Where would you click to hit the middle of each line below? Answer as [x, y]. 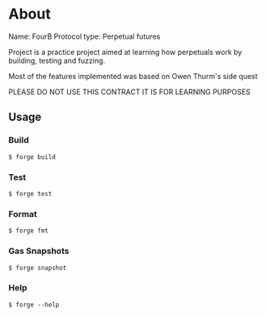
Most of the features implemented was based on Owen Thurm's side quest [133, 76]
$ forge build [32, 157]
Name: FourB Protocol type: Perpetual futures [84, 36]
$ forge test [30, 194]
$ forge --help [34, 304]
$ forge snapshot [38, 268]
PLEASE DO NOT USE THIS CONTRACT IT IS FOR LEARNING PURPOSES [129, 92]
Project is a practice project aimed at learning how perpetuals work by [125, 52]
